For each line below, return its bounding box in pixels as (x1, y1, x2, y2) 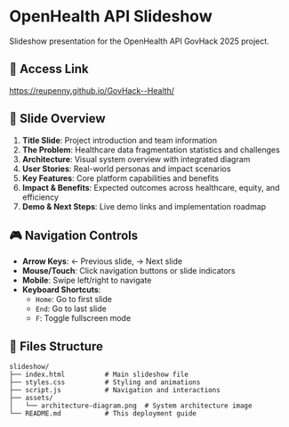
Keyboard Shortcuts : (21, 284, 101, 295)
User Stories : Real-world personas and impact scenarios (21, 163, 231, 174)
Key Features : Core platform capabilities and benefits (21, 172, 220, 184)
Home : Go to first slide (35, 294, 113, 305)
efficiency (21, 192, 60, 202)
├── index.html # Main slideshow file (9, 370, 189, 380)
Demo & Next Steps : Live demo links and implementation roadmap (21, 201, 267, 211)
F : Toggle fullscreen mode (35, 313, 132, 324)
